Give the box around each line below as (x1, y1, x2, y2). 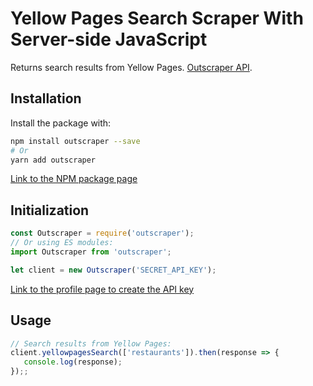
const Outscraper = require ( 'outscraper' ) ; (10, 228, 195, 239)
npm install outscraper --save (10, 136, 141, 146)
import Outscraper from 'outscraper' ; (10, 247, 172, 257)
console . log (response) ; (23, 357, 123, 367)
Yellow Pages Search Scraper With (10, 7, 304, 30)
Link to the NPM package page (10, 173, 138, 185)
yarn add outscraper (10, 155, 97, 165)
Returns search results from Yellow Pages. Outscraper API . (10, 61, 253, 73)
